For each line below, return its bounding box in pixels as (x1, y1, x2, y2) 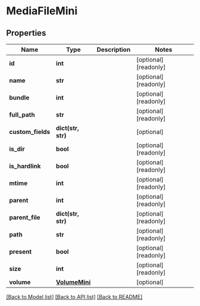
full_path (9, 111, 35, 118)
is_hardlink (9, 162, 41, 170)
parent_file (9, 213, 40, 221)
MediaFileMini (6, 4, 78, 18)
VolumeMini (55, 278, 91, 286)
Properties (6, 28, 46, 38)
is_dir (9, 145, 25, 153)
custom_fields (9, 128, 51, 136)
